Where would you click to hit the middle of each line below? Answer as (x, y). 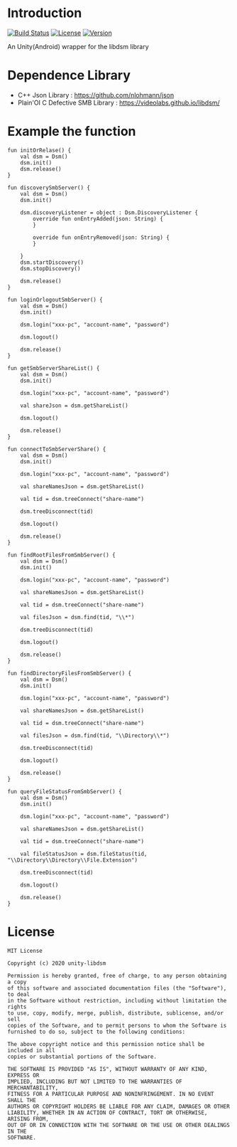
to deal (19, 994)
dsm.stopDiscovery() (50, 268)
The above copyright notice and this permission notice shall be (106, 1044)
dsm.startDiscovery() (52, 262)
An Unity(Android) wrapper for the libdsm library (78, 46)
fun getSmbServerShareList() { (54, 368)
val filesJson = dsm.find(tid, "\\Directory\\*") (95, 735)
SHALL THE (22, 1100)
